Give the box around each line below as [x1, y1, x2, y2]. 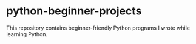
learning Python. [6, 30, 48, 37]
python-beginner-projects [6, 4, 142, 18]
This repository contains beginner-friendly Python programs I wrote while [6, 24, 190, 31]
